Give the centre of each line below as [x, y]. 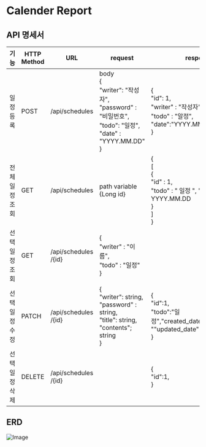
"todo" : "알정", [172, 116]
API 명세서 [25, 35]
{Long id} [112, 194]
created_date [183, 321]
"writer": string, [121, 297]
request [122, 58]
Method [33, 62]
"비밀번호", [114, 116]
